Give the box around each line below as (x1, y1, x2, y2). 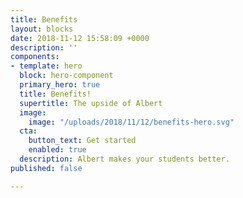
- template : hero (10, 61, 83, 71)
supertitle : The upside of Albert (19, 98, 163, 108)
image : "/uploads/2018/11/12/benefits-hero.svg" (28, 117, 235, 127)
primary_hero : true (19, 80, 101, 90)
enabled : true (28, 145, 87, 155)
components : (10, 52, 60, 62)
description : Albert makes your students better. (19, 154, 230, 164)
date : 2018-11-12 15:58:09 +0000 (10, 33, 150, 43)
